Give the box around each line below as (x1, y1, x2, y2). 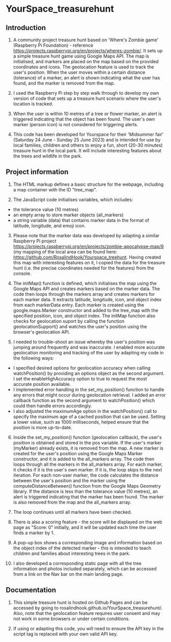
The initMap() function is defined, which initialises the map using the (13, 280, 157, 286)
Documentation (6, 586, 56, 595)
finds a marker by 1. (13, 529, 55, 536)
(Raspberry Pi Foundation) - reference (13, 42, 94, 48)
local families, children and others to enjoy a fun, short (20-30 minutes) (13, 142, 163, 148)
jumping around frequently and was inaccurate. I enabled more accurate (13, 344, 165, 350)
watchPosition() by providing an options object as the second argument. (13, 370, 165, 376)
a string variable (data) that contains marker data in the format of (13, 217, 150, 223)
